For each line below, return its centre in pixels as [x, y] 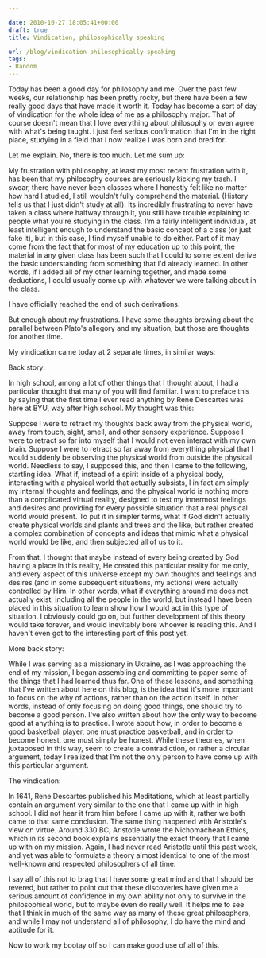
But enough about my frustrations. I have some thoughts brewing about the [131, 320]
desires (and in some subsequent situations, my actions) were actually [123, 582]
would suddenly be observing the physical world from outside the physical [130, 457]
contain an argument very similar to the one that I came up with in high [124, 805]
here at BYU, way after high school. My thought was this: [101, 408]
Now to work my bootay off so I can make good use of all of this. [114, 945]
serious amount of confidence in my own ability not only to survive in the [127, 896]
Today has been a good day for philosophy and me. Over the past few [122, 89]
